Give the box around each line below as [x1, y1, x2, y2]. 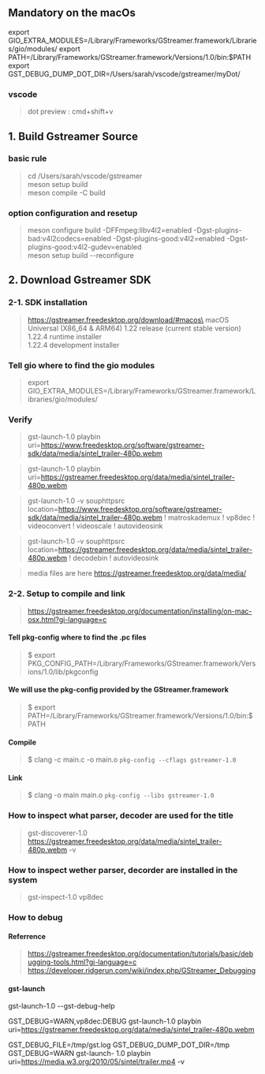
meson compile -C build [27, 188, 106, 197]
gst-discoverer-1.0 [27, 828, 88, 837]
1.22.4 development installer [27, 340, 120, 349]
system [8, 874, 38, 886]
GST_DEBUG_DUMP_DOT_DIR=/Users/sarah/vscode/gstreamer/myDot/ [8, 69, 241, 78]
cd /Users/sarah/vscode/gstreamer [27, 171, 143, 181]
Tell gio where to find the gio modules [8, 360, 155, 371]
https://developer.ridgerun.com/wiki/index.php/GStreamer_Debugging [27, 966, 256, 975]
